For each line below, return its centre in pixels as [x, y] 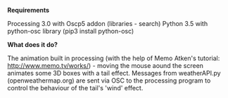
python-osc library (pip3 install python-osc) [71, 31]
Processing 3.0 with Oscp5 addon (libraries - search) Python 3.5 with [108, 23]
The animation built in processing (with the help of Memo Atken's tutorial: [114, 58]
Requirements [28, 10]
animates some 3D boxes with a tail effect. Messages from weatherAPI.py [114, 73]
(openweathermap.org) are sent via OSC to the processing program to [109, 80]
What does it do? [33, 44]
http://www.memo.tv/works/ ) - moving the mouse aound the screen [106, 65]
